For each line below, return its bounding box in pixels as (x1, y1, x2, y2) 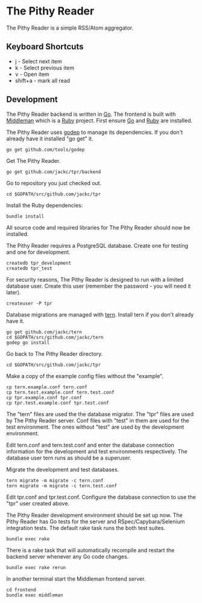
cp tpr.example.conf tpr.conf (6, 394, 83, 400)
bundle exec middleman (6, 592, 63, 598)
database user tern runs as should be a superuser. (6, 454, 131, 461)
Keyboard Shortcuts (6, 42, 84, 52)
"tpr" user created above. (6, 499, 70, 507)
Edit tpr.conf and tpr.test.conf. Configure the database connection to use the (6, 493, 196, 500)
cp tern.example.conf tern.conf (6, 384, 87, 390)
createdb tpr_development (6, 260, 71, 266)
